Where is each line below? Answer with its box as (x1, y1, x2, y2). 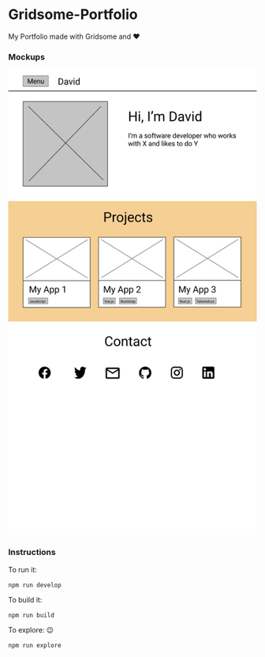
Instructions (8, 547, 57, 558)
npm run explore (8, 641, 62, 649)
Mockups (8, 51, 46, 62)
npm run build (8, 611, 55, 619)
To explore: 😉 (8, 625, 54, 634)
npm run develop (8, 581, 62, 589)
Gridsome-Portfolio (8, 6, 138, 24)
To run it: (8, 564, 38, 574)
